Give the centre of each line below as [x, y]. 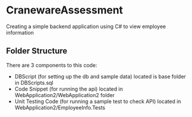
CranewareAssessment [65, 10]
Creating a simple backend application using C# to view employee [86, 26]
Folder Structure [37, 51]
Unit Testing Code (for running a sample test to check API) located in [98, 101]
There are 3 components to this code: [52, 65]
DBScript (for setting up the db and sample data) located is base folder [100, 76]
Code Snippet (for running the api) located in [69, 89]
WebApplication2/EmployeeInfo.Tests [60, 107]
